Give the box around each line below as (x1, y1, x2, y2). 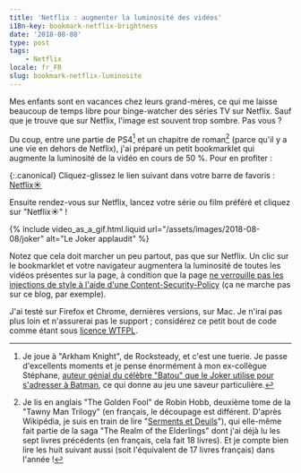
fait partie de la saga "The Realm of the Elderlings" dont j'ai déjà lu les (21, 426, 280, 436)
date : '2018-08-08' (9, 30, 82, 39)
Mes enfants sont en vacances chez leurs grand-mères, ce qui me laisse (9, 96, 278, 107)
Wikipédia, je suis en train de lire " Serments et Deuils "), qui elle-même (21, 416, 282, 426)
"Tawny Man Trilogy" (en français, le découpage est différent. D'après (21, 407, 282, 417)
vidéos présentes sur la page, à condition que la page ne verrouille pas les (9, 270, 284, 280)
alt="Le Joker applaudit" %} (46, 234, 150, 245)
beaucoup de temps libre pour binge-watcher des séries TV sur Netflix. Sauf (9, 105, 292, 116)
